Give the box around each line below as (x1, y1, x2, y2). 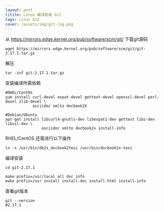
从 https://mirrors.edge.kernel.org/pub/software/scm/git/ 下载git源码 (5, 36, 148, 42)
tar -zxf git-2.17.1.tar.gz (5, 71, 65, 76)
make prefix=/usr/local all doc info (5, 174, 85, 179)
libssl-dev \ (5, 122, 33, 127)
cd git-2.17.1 (5, 165, 35, 170)
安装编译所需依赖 (5, 80, 41, 86)
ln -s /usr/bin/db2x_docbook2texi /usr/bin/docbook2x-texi (5, 145, 133, 150)
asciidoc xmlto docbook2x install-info (41, 126, 126, 131)
